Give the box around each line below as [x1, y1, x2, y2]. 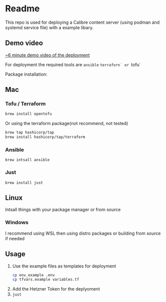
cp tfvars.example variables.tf [12, 277, 79, 282]
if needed [5, 235, 25, 241]
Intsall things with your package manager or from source [5, 207, 121, 213]
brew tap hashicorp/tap [5, 130, 55, 135]
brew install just [5, 180, 43, 185]
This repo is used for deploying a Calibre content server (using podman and [5, 19, 160, 25]
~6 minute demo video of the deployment [5, 52, 90, 58]
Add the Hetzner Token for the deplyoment [12, 286, 100, 292]
